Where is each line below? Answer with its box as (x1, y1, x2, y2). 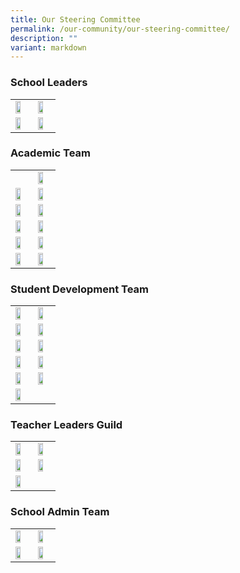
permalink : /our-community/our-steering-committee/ (10, 24, 230, 34)
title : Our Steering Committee (10, 14, 141, 25)
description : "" (10, 33, 78, 43)
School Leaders (10, 76, 88, 90)
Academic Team (10, 146, 92, 160)
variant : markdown (10, 42, 87, 53)
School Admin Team (10, 505, 110, 519)
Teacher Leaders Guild (10, 418, 123, 432)
